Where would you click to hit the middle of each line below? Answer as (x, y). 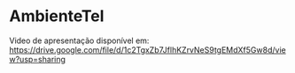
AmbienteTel (57, 16)
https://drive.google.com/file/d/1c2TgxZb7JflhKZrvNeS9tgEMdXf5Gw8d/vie (147, 49)
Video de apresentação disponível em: (79, 40)
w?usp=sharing (38, 59)
